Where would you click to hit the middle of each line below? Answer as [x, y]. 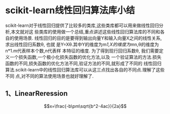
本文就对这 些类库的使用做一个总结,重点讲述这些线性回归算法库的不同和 [86, 31]
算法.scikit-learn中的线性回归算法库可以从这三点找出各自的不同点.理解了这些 [85, 69]
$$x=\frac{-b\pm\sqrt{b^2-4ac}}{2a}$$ [85, 106]
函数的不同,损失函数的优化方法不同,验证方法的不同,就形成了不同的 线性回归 [83, 63]
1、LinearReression [37, 93]
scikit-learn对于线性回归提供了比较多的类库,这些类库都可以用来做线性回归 [82, 25]
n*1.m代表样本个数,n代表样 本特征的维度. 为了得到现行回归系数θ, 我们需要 [82, 51]
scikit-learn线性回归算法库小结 [70, 10]
